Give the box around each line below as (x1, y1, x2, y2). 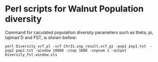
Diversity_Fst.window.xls (5, 52, 57, 57)
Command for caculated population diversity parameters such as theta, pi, (5, 29, 154, 35)
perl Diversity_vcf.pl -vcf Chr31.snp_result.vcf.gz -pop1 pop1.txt (5, 44, 146, 49)
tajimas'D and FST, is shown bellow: (5, 35, 77, 40)
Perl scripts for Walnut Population (5, 3, 144, 14)
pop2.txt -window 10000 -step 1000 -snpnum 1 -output (16, 48, 127, 53)
